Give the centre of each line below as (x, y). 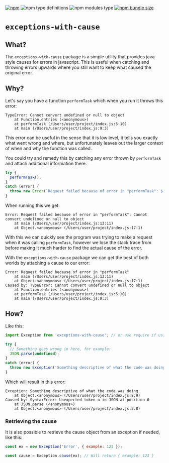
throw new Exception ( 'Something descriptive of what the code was (81, 368)
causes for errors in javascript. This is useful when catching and (83, 62)
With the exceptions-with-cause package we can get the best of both (77, 258)
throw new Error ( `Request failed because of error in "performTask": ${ (88, 191)
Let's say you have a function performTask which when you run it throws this (84, 100)
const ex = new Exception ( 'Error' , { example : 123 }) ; (64, 447)
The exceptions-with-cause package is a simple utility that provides (75, 57)
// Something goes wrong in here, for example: (61, 349)
